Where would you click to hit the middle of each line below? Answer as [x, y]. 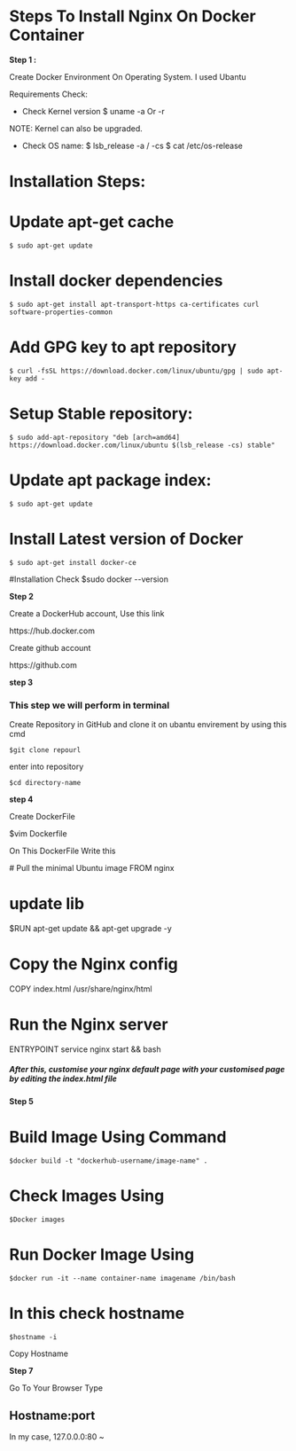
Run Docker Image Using [102, 1255]
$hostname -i [33, 1337]
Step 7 [21, 1370]
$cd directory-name [45, 783]
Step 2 [21, 596]
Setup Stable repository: [101, 414]
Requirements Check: [49, 94]
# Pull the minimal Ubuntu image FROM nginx [92, 868]
